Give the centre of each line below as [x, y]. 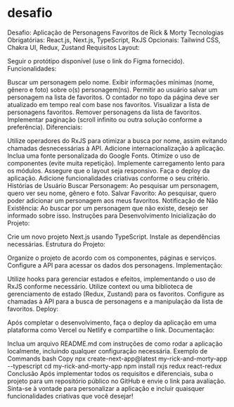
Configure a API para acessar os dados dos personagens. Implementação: [115, 265]
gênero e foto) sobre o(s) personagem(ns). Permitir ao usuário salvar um [112, 89]
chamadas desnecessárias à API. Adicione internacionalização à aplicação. [116, 148]
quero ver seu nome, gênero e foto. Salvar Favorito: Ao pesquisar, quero [112, 193]
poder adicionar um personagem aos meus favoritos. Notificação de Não [113, 200]
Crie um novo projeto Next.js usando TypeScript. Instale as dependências [114, 237]
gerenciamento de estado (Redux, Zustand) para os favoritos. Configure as [116, 294]
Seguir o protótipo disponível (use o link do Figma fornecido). [96, 61]
